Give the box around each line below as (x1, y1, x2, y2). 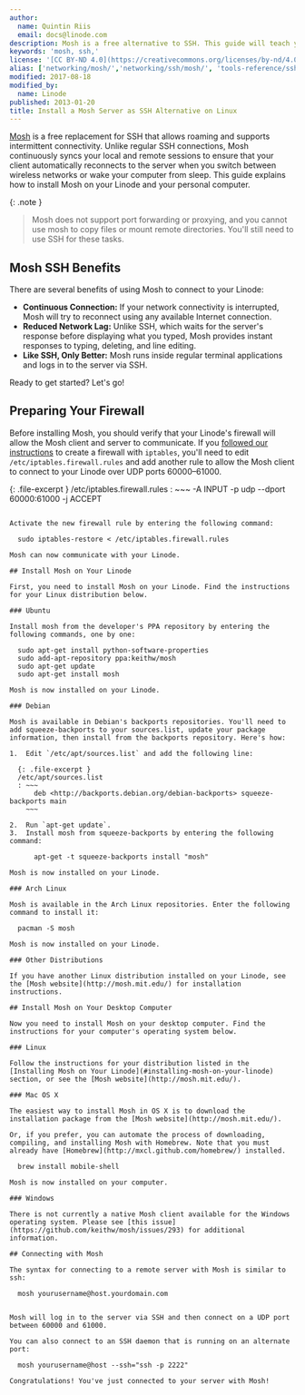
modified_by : (9, 81, 59, 90)
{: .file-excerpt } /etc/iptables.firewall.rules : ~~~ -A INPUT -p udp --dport (9, 483, 286, 495)
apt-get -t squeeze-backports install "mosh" (33, 852, 209, 861)
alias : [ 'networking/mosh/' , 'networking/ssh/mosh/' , (9, 64, 213, 74)
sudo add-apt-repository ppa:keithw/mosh (17, 653, 177, 663)
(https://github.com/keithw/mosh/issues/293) (9, 1225, 184, 1234)
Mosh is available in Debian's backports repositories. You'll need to (9, 717, 286, 726)
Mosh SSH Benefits (9, 260, 121, 275)
